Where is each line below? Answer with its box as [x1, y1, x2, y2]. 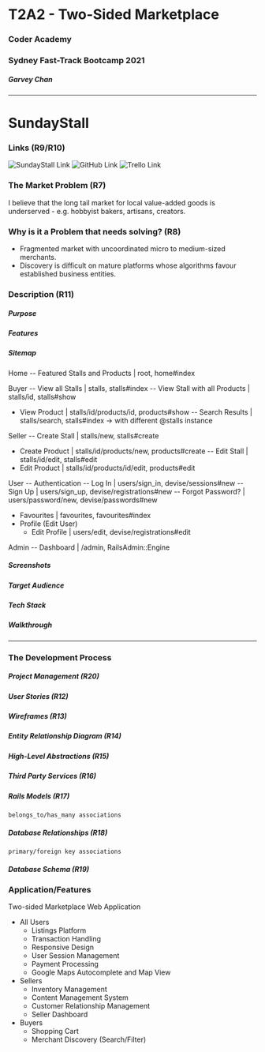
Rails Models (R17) [8, 791, 70, 801]
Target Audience [8, 580, 65, 590]
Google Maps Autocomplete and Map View [31, 967, 171, 977]
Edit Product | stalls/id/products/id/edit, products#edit [19, 463, 196, 472]
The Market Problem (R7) [8, 180, 106, 191]
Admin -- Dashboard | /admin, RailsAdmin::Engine [8, 543, 170, 552]
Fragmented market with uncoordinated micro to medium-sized [19, 244, 226, 254]
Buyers [19, 1018, 43, 1028]
